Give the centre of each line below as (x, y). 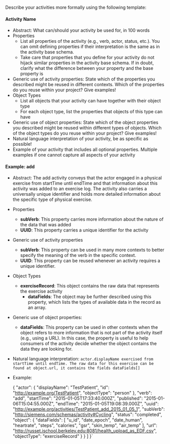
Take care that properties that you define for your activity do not (87, 58)
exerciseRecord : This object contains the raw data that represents (90, 286)
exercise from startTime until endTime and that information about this (85, 184)
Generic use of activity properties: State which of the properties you (84, 79)
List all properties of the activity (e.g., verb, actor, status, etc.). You (90, 41)
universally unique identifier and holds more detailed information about (87, 194)
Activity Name (21, 19)
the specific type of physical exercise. (52, 200)
